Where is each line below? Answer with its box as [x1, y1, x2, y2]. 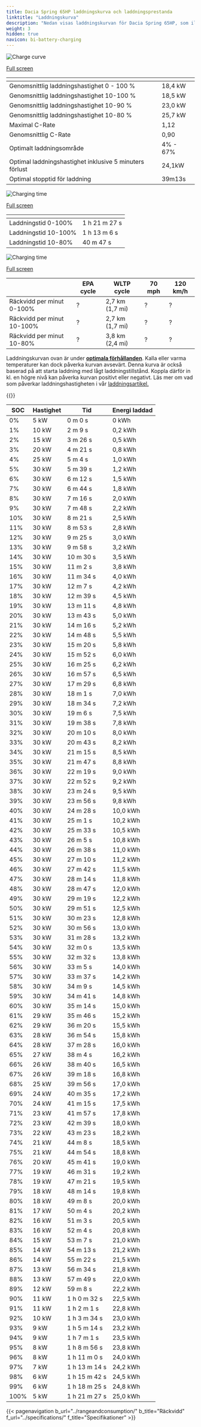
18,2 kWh [112, 1129, 141, 1137]
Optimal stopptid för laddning [9, 175, 92, 183]
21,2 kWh [112, 1246, 141, 1254]
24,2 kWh [112, 1363, 141, 1371]
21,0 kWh [112, 1236, 141, 1244]
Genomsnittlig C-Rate [9, 130, 71, 139]
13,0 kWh [112, 924, 141, 932]
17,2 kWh [112, 1089, 141, 1098]
